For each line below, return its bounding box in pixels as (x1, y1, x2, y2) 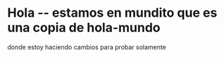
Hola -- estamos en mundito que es (7, 5, 218, 21)
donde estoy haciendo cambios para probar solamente (7, 43, 167, 51)
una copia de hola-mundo (7, 20, 161, 36)
